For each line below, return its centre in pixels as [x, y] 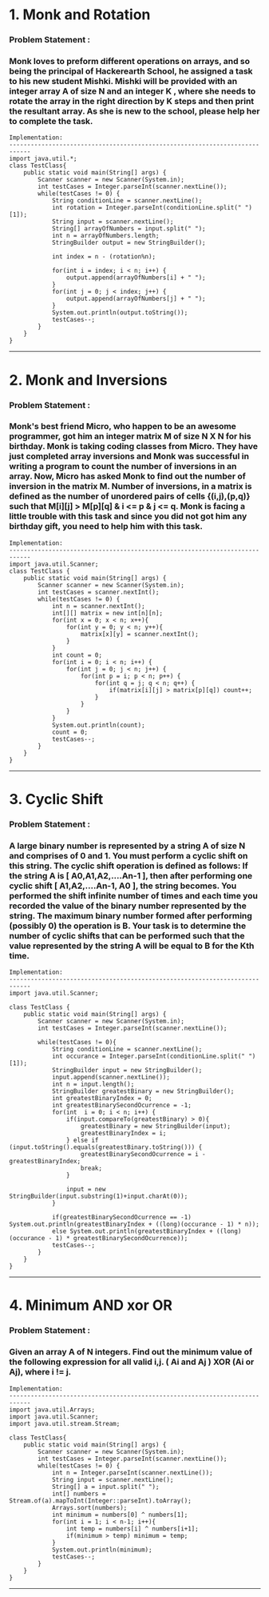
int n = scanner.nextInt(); [99, 606]
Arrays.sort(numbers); [89, 1507]
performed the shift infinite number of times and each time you [134, 895]
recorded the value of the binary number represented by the [128, 906]
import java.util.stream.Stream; [65, 1423]
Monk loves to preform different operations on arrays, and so [130, 62]
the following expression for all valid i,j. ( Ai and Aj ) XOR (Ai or [132, 1362]
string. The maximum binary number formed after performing [131, 915]
